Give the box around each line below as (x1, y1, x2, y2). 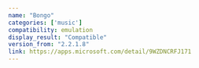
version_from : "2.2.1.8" (8, 41, 90, 48)
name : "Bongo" (8, 11, 55, 20)
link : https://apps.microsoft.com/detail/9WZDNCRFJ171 (8, 48, 192, 55)
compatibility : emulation (8, 26, 93, 34)
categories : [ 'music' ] (8, 19, 83, 27)
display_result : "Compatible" (8, 33, 108, 41)
